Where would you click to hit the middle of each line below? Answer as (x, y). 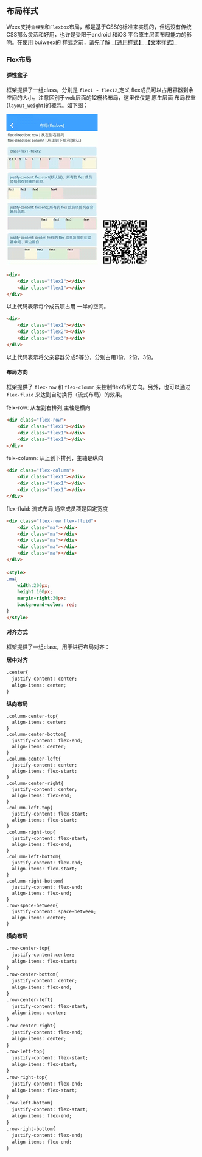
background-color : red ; (47, 605)
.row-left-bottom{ (30, 1103)
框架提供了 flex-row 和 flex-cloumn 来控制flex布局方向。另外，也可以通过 (98, 387)
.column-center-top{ (33, 717)
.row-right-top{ (27, 1077)
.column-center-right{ (35, 784)
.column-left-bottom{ (34, 857)
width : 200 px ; (34, 585)
